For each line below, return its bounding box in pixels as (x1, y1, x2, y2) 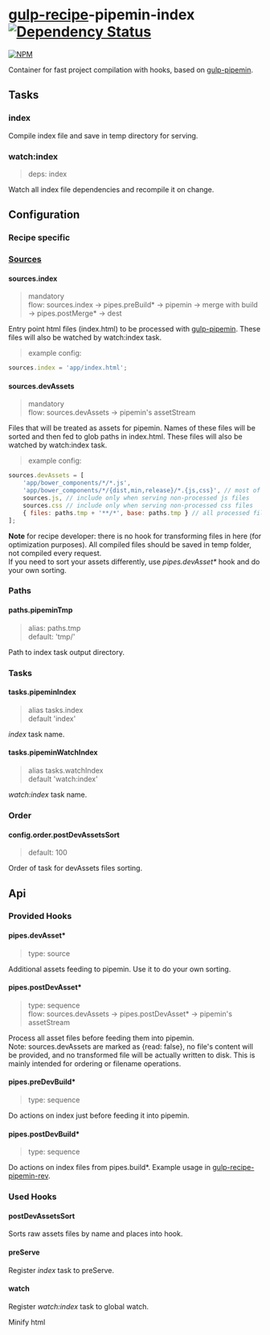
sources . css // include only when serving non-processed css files (22, 501, 253, 509)
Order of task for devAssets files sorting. (8, 863, 143, 873)
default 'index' (27, 714, 76, 723)
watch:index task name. (8, 790, 88, 800)
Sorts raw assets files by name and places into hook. (8, 1229, 183, 1238)
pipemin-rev (8, 1171, 49, 1180)
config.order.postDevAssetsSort (8, 830, 121, 839)
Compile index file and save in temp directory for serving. (8, 130, 198, 140)
